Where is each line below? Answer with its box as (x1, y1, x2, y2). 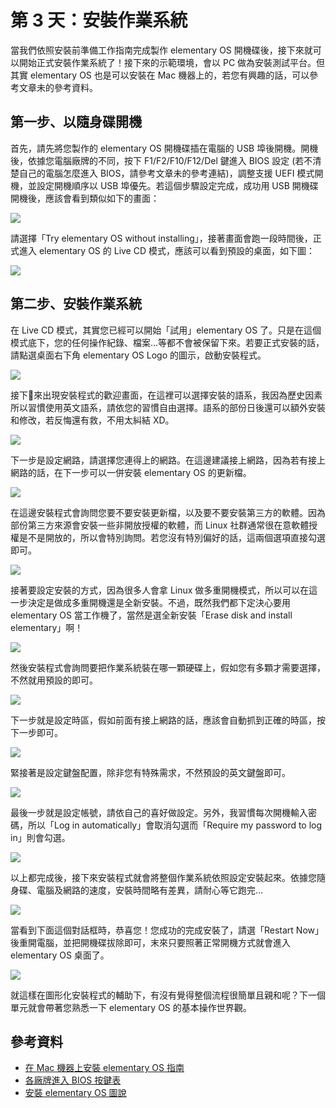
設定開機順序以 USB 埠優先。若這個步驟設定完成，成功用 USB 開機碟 (36, 179, 319, 191)
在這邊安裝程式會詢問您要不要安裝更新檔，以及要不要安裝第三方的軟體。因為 (10, 506, 326, 518)
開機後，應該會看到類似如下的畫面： (10, 192, 160, 204)
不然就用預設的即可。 (10, 674, 98, 686)
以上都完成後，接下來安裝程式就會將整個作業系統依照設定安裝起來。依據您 (10, 871, 317, 883)
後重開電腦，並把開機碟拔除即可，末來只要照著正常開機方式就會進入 (10, 936, 291, 948)
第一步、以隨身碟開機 (10, 114, 142, 131)
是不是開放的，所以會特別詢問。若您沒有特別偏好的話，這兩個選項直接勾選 (18, 531, 326, 543)
